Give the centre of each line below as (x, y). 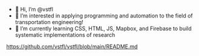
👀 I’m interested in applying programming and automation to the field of (104, 16)
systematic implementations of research (65, 35)
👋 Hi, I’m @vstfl (34, 9)
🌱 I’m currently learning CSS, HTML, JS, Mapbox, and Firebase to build (103, 28)
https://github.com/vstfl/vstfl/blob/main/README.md (72, 46)
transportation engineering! (49, 22)
